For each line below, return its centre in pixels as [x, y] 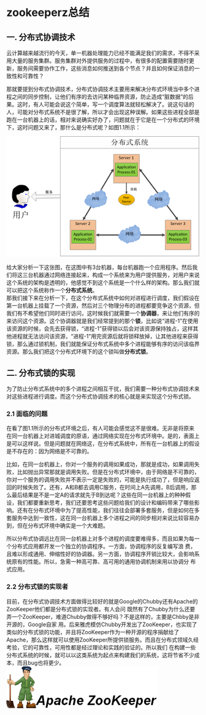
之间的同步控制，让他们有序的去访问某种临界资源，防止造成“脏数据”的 [100, 97]
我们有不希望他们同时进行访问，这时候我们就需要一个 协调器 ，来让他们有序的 [103, 313]
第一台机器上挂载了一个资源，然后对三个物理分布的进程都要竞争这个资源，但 [103, 306]
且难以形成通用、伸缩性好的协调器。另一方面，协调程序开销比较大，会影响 [100, 554]
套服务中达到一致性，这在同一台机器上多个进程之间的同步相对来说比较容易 [100, 518]
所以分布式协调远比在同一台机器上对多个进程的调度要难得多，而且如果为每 [100, 539]
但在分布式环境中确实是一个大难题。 [63, 526]
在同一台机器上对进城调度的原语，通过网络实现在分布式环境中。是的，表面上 [103, 436]
